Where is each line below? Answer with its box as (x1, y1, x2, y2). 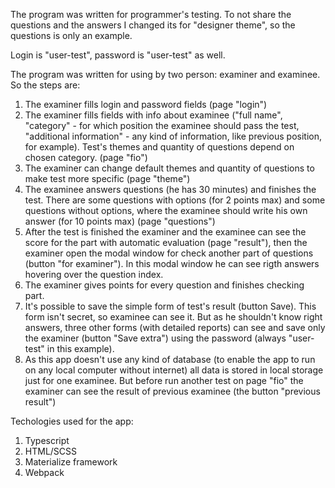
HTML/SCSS (24, 445, 78, 457)
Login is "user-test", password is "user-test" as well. (10, 49, 226, 61)
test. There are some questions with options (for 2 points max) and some (24, 194, 326, 206)
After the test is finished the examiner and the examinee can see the (24, 226, 307, 238)
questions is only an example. (10, 30, 133, 41)
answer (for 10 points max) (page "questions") (24, 215, 216, 227)
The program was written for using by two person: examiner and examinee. (10, 69, 321, 80)
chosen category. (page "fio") (24, 152, 148, 163)
